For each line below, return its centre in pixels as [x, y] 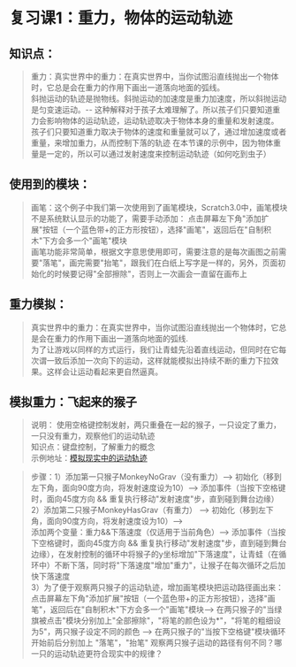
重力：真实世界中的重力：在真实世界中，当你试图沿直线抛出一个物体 [155, 77]
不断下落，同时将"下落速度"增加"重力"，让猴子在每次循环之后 [166, 565]
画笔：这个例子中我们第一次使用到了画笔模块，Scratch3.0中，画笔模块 [159, 207]
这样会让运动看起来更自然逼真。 [105, 372]
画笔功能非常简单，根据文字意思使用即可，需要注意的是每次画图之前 [155, 251]
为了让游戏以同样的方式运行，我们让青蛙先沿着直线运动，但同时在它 [155, 349]
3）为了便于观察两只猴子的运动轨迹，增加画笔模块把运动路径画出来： [157, 587]
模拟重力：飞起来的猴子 [73, 402]
